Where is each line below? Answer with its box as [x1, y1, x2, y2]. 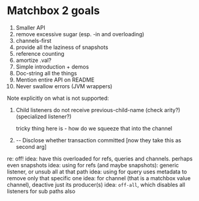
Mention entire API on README [15, 76, 95, 83]
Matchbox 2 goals [7, 4, 100, 18]
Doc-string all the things [15, 69, 77, 77]
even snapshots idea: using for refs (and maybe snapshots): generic [7, 161, 179, 169]
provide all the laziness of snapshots [15, 44, 109, 51]
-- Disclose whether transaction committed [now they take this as [15, 136, 181, 144]
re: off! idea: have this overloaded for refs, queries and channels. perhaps [7, 154, 193, 162]
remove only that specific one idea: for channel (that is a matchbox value [7, 174, 191, 181]
